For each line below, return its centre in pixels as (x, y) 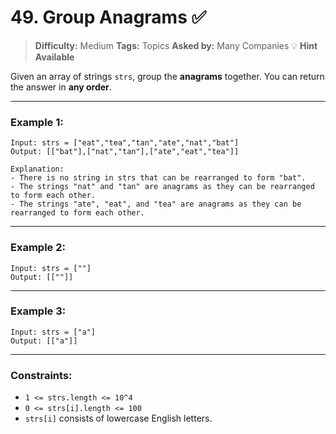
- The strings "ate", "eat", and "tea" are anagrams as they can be (156, 204)
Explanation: (37, 169)
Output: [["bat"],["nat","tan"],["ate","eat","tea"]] (125, 152)
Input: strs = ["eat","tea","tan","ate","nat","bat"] (125, 143)
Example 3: (38, 311)
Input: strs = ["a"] (53, 332)
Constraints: (41, 375)
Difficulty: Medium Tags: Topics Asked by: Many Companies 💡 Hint (176, 45)
